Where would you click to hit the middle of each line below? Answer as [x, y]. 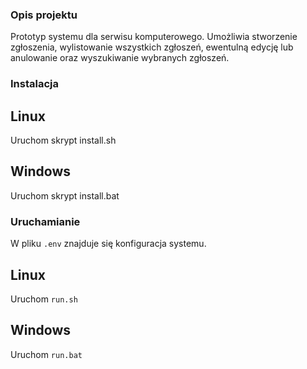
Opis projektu [44, 15]
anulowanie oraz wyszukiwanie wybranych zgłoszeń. [120, 58]
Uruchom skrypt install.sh [63, 140]
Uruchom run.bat [46, 354]
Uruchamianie [45, 221]
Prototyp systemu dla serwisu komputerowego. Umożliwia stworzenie [154, 37]
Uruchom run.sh [44, 299]
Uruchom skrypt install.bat [65, 195]
